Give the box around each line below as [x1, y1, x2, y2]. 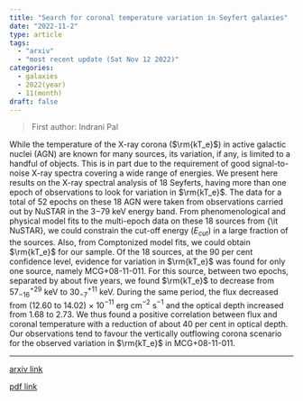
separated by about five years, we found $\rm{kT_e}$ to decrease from [9, 276, 275, 287]
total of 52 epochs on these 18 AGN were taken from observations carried [9, 196, 284, 207]
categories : [9, 64, 54, 73]
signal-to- [252, 159, 289, 169]
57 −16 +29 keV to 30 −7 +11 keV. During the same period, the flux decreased [9, 285, 279, 299]
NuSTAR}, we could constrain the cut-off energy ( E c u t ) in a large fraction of [9, 225, 289, 239]
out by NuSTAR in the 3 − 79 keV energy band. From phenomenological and [9, 206, 286, 217]
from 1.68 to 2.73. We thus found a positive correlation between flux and [9, 309, 278, 320]
